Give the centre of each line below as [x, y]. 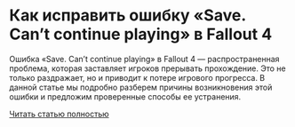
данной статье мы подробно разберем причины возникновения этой [141, 87]
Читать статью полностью [59, 114]
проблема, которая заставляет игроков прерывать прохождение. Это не [147, 68]
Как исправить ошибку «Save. [128, 16]
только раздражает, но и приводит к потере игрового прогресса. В [137, 77]
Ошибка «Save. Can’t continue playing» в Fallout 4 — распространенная [144, 59]
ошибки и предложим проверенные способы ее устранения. [125, 96]
